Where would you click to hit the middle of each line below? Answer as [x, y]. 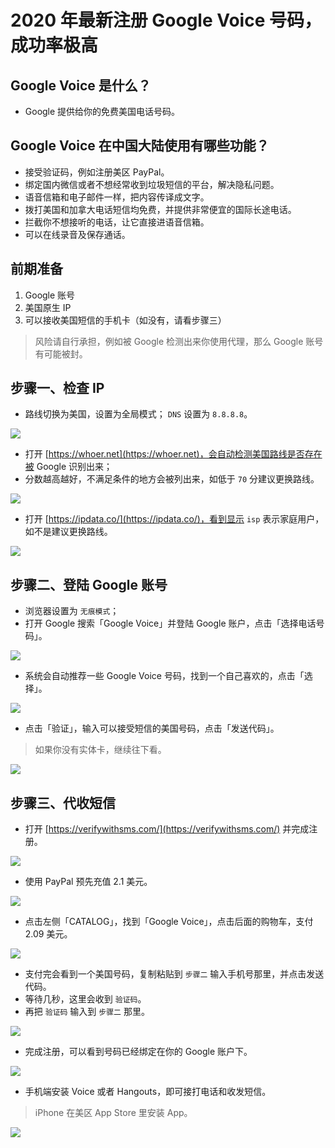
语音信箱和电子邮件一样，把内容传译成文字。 [117, 197]
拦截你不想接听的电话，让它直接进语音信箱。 [117, 222]
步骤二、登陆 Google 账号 [89, 584]
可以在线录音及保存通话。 [77, 234]
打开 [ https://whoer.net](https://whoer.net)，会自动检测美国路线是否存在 [173, 454]
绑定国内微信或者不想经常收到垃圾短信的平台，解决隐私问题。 [152, 184]
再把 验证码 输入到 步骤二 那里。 [87, 1012]
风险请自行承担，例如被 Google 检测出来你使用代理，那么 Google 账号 [179, 341]
